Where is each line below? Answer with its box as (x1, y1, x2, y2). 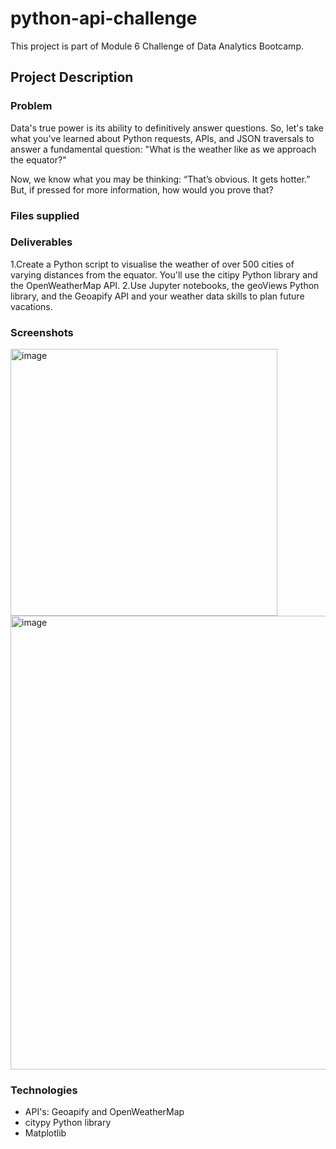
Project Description (10, 69, 134, 86)
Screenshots (10, 325, 74, 339)
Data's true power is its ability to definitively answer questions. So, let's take (10, 122, 324, 134)
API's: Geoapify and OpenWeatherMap (24, 1106, 185, 1118)
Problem (10, 99, 53, 113)
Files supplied (10, 208, 80, 222)
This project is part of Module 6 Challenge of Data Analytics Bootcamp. (10, 40, 304, 52)
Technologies (10, 1083, 78, 1097)
